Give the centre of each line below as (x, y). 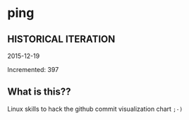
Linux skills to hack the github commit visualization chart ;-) (95, 109)
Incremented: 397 (33, 70)
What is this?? (39, 92)
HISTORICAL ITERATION (61, 39)
